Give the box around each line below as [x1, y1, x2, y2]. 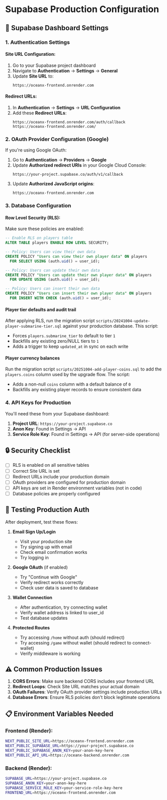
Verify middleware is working [20, 650, 80, 657]
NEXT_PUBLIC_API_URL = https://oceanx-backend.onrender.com [5, 753, 129, 758]
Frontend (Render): [5, 727, 53, 734]
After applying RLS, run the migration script [5, 318, 95, 324]
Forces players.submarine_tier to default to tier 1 [12, 333, 116, 339]
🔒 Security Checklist [5, 447, 70, 455]
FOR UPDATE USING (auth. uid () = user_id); [10, 277, 100, 282]
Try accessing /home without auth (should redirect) [20, 634, 125, 640]
